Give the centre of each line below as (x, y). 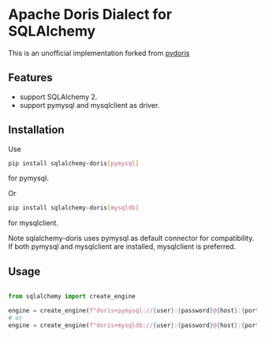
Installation (36, 130)
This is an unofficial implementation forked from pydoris (99, 53)
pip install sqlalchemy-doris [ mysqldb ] (74, 208)
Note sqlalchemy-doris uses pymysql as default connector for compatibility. (131, 239)
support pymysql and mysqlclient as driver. (90, 105)
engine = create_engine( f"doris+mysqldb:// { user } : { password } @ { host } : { (127, 325)
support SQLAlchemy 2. (58, 97)
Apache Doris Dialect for (90, 15)
